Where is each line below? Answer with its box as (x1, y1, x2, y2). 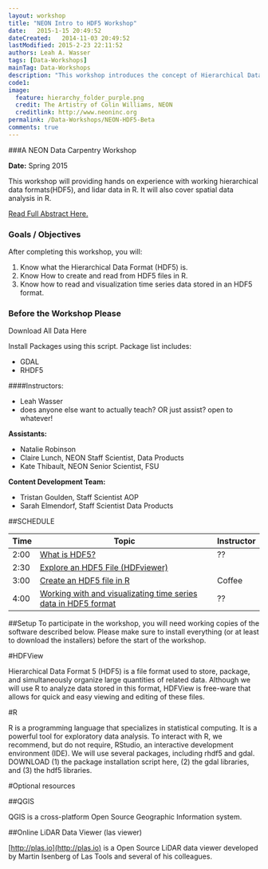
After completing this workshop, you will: (8, 247, 143, 257)
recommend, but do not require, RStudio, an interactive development (8, 740, 234, 750)
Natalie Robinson (19, 445, 77, 455)
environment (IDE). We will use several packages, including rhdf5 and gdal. (8, 749, 255, 759)
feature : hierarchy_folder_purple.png (15, 94, 145, 102)
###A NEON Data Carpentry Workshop (8, 145, 137, 154)
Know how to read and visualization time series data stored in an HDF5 (19, 279, 253, 289)
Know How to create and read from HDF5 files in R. (19, 271, 188, 281)
